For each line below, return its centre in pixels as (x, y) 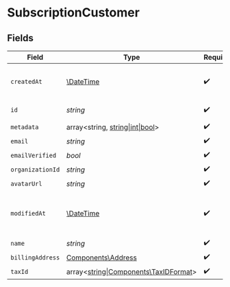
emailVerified (34, 155)
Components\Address (101, 257)
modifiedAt (28, 213)
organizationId (35, 169)
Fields (21, 38)
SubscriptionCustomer (74, 13)
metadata (25, 127)
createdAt (26, 81)
